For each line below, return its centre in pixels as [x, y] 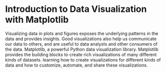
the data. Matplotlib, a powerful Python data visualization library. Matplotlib [82, 49]
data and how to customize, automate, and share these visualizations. [77, 65]
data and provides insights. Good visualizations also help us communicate [81, 39]
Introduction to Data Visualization [76, 9]
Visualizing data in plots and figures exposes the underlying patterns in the [82, 33]
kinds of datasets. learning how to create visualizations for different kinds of [83, 60]
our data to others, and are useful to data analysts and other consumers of [82, 44]
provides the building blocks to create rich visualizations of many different [81, 54]
